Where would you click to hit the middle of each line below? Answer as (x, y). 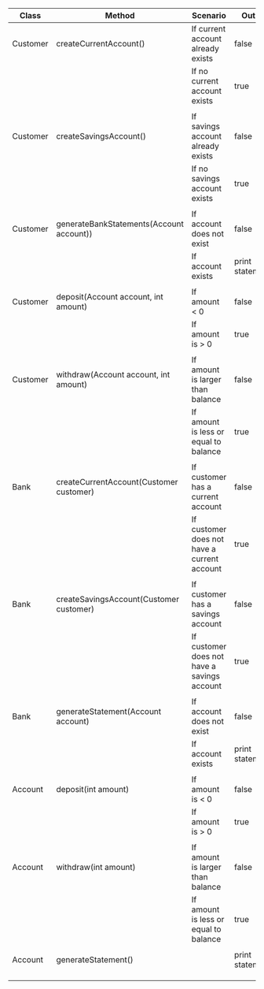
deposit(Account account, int (110, 297)
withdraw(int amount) (96, 867)
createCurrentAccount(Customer (117, 482)
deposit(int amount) (93, 789)
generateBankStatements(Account (120, 224)
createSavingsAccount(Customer (117, 599)
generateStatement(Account (109, 711)
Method (120, 15)
